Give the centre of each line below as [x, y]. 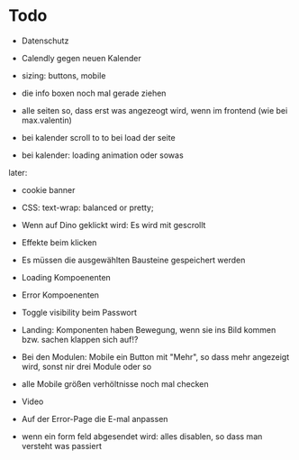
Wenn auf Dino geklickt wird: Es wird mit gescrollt [113, 225]
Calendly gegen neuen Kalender [81, 58]
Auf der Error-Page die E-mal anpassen [95, 419]
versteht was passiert [62, 446]
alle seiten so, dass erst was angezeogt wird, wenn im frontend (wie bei [154, 110]
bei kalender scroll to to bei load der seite [99, 137]
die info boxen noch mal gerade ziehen [94, 93]
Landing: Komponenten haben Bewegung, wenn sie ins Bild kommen [149, 329]
